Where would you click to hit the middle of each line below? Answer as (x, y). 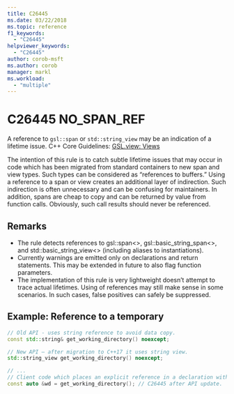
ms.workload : (26, 78)
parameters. (35, 272)
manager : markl (29, 72)
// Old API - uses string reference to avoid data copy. (92, 333)
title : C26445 (28, 14)
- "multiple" (32, 85)
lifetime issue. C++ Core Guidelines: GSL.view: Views (84, 146)
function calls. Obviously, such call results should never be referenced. (109, 204)
